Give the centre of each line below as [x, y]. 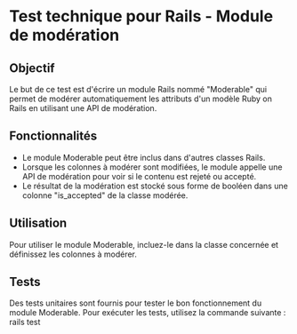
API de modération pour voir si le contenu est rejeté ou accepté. [139, 176]
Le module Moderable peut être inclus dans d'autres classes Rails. [144, 157]
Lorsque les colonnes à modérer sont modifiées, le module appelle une [152, 167]
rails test [25, 322]
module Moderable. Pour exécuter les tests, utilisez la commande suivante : [148, 313]
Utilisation [38, 223]
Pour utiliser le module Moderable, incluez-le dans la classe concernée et [144, 244]
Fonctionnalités [53, 136]
